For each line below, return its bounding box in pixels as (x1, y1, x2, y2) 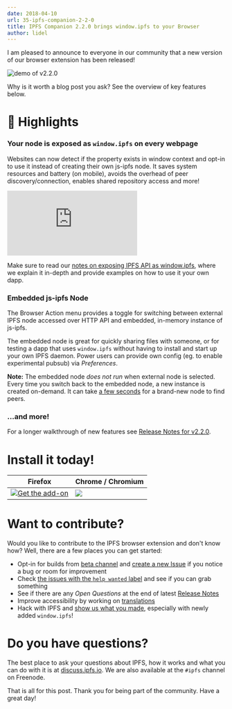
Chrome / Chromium (75, 477, 144, 487)
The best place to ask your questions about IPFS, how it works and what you (7, 658, 226, 667)
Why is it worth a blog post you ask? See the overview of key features (7, 82, 206, 91)
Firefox (27, 477, 52, 487)
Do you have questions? (7, 636, 149, 652)
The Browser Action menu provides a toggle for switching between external (7, 309, 223, 317)
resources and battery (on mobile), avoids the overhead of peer (7, 169, 189, 177)
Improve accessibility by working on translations (17, 597, 156, 605)
